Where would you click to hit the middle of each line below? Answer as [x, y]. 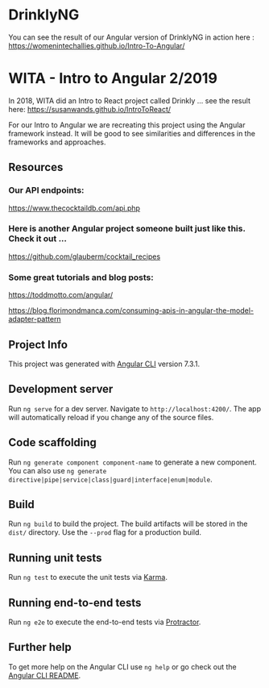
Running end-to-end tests [75, 603]
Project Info [38, 344]
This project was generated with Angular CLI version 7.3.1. [104, 364]
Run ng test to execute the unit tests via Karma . [88, 578]
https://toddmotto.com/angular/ [61, 295]
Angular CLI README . [45, 675]
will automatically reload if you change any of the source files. [111, 417]
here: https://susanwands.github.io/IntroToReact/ [90, 109]
